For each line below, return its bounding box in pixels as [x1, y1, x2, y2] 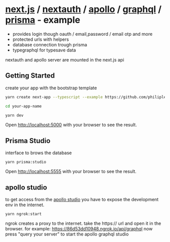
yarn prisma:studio [5, 160, 47, 165]
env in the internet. [5, 202, 45, 208]
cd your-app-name [5, 103, 42, 109]
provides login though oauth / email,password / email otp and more [12, 31, 153, 37]
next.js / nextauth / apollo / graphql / [5, 4, 162, 15]
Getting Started [5, 72, 55, 80]
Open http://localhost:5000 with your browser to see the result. [5, 122, 137, 128]
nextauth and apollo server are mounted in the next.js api [5, 56, 124, 63]
